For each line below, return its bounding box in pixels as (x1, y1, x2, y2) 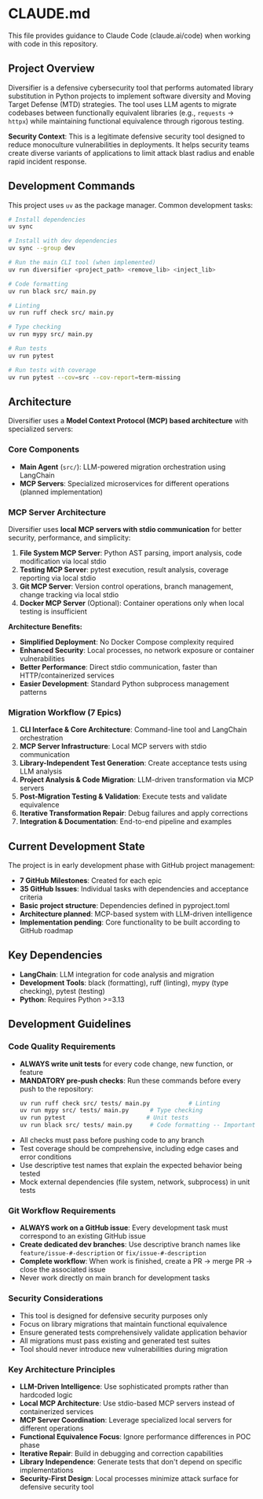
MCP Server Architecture (8, 507, 107, 518)
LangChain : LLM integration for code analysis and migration (19, 969, 214, 979)
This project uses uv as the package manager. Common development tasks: (8, 200, 254, 209)
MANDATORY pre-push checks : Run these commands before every (19, 1076, 241, 1085)
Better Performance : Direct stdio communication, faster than (19, 662, 217, 671)
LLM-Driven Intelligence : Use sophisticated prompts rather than (19, 1382, 229, 1391)
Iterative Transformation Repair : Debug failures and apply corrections (19, 808, 249, 818)
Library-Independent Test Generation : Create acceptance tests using (19, 759, 247, 768)
